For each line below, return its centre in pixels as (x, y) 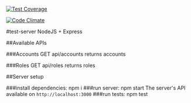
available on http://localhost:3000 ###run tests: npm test (77, 94)
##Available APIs (26, 43)
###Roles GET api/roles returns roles (51, 65)
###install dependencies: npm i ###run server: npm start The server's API (96, 88)
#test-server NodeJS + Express (45, 31)
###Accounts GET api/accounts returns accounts (66, 54)
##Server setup (25, 77)
